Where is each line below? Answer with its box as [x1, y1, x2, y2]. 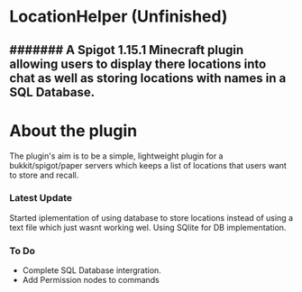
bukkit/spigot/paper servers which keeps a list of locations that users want [9, 160, 287, 170]
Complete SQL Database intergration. [22, 265, 162, 276]
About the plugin [9, 120, 138, 141]
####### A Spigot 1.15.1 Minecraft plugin [9, 42, 244, 58]
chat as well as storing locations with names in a [9, 70, 287, 86]
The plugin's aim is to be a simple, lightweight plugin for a [9, 151, 224, 161]
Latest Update [9, 192, 73, 205]
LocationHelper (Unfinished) [9, 6, 228, 27]
